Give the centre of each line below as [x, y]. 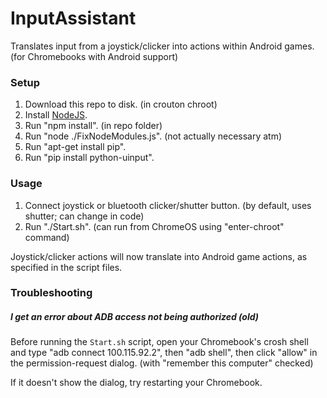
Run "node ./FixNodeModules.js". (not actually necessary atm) [153, 136]
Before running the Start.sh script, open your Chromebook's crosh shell [159, 342]
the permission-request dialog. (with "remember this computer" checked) [162, 363]
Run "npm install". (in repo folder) [93, 126]
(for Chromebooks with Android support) [94, 56]
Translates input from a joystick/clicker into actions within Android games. [162, 46]
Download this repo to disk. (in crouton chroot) [121, 104]
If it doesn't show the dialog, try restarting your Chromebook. [136, 383]
